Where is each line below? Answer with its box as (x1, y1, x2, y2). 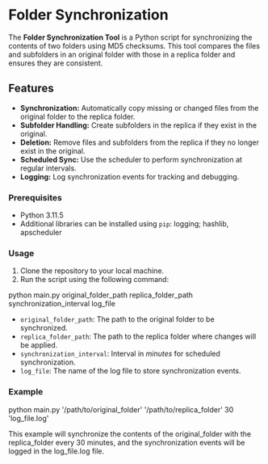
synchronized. (19, 323, 68, 333)
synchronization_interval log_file (8, 299, 115, 309)
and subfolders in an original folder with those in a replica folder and (8, 49, 236, 59)
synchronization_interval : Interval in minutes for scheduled (19, 349, 220, 359)
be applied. (19, 340, 58, 350)
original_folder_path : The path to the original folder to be (19, 314, 216, 324)
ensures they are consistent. (8, 58, 103, 68)
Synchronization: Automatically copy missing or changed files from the (19, 103, 259, 112)
